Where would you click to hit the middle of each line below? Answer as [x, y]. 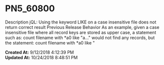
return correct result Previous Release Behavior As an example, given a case [82, 27]
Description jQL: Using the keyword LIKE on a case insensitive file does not [81, 22]
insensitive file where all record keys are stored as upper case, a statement [81, 32]
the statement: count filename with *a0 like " [50, 43]
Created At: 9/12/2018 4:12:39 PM [40, 52]
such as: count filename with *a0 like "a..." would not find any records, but [80, 38]
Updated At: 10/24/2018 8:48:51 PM [41, 57]
